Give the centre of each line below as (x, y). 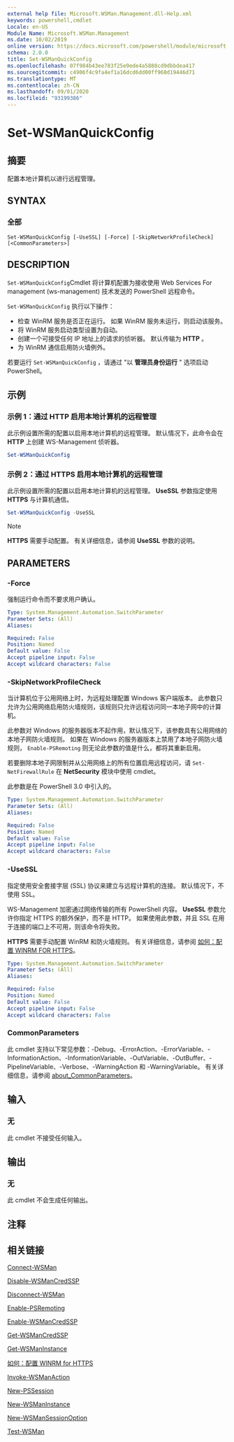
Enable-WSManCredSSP (43, 1322)
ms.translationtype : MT (42, 79)
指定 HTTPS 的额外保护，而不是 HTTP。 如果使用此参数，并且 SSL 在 (119, 918)
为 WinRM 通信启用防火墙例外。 (63, 347)
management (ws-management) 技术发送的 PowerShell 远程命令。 (103, 291)
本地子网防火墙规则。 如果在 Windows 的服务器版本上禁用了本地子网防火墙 (115, 740)
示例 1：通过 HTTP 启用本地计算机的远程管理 (82, 416)
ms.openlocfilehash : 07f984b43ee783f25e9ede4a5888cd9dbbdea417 (101, 66)
